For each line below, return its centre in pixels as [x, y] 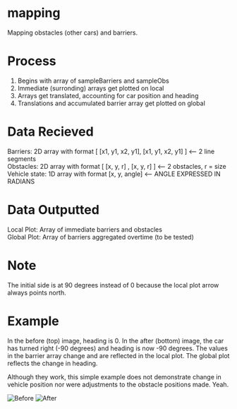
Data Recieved [50, 132]
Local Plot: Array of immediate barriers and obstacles [85, 229]
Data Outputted [54, 210]
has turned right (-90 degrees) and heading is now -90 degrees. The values [117, 348]
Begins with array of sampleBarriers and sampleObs [93, 81]
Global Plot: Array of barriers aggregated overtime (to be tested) [101, 237]
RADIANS [21, 181]
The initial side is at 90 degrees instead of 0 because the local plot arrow [113, 285]
